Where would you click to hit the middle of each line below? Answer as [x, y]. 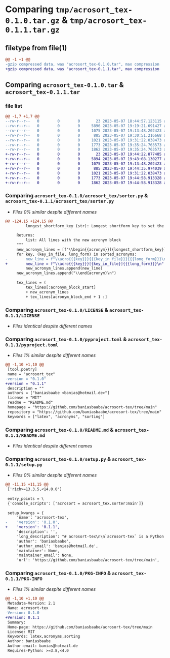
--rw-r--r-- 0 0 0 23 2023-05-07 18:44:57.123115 [83, 121]
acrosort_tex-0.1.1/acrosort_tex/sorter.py [60, 201]
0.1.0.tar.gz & [37, 20]
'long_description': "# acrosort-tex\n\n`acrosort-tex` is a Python [90, 536]
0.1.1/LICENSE [23, 316]
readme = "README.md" [30, 403]
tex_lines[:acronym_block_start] [61, 287]
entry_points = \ [26, 499]
